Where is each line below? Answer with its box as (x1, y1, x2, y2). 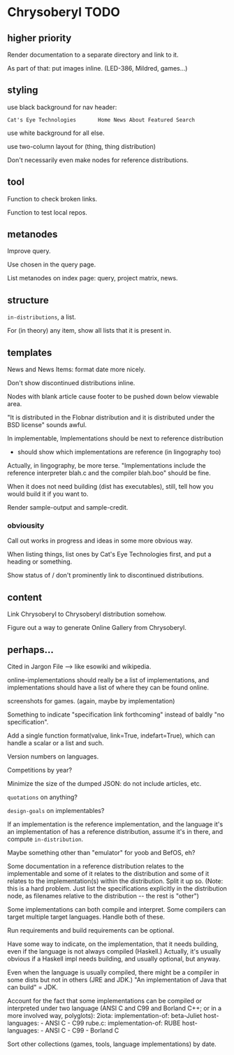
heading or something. (7, 557, 73, 566)
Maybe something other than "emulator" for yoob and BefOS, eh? (7, 848, 196, 856)
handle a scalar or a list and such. (7, 738, 104, 747)
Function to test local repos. (7, 208, 87, 217)
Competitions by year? (7, 766, 72, 774)
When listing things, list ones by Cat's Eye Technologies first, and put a (7, 550, 212, 559)
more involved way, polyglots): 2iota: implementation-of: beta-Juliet (7, 1011, 203, 1019)
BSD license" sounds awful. (7, 421, 87, 429)
